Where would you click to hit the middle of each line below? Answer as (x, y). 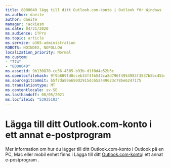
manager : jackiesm (25, 24)
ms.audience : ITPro (26, 33)
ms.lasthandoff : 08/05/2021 (35, 95)
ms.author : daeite (25, 15)
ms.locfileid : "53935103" (32, 99)
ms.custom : (17, 57)
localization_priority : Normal (38, 52)
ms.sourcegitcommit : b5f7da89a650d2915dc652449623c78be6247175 (73, 80)
